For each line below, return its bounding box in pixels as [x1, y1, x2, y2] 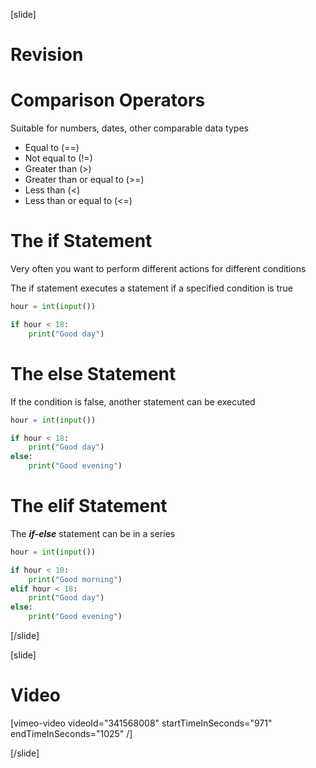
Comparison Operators [10, 89, 206, 112]
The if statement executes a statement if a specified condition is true [10, 282, 293, 294]
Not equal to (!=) [24, 152, 93, 164]
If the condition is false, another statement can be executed [10, 395, 256, 408]
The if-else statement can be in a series [10, 527, 176, 539]
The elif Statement [10, 495, 168, 518]
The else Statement [10, 362, 177, 385]
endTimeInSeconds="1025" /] [10, 728, 133, 739]
